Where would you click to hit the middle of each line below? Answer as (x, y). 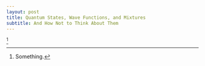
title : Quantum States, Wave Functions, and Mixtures (76, 18)
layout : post (23, 12)
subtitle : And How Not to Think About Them (63, 23)
